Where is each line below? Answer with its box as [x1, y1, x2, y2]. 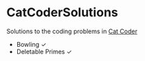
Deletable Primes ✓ [16, 47, 73, 56]
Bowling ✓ [16, 40, 47, 48]
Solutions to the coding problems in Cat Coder [6, 27, 138, 35]
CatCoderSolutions [6, 5, 118, 20]
